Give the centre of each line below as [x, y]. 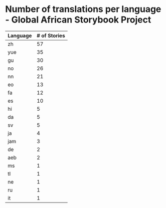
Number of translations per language [83, 9]
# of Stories [51, 35]
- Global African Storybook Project [78, 20]
